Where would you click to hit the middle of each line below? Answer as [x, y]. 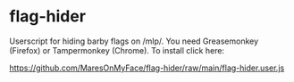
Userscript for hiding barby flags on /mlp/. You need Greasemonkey [134, 41]
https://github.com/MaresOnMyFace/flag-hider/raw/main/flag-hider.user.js [147, 68]
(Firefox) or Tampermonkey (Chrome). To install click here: [117, 50]
